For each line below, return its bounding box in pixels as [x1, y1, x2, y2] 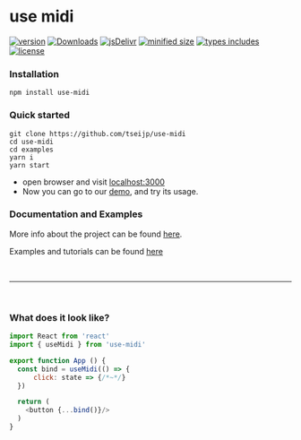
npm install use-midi [9, 88, 90, 98]
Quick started [9, 109, 70, 122]
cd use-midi [9, 137, 54, 146]
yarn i [9, 152, 34, 162]
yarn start [9, 160, 50, 169]
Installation [9, 67, 60, 80]
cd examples [9, 145, 54, 154]
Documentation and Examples [9, 208, 143, 220]
